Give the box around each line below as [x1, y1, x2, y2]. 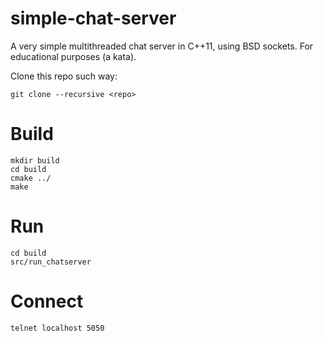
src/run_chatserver [10, 257, 92, 267]
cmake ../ [10, 173, 52, 183]
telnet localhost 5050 [10, 323, 105, 333]
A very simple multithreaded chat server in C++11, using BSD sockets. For [10, 40, 314, 52]
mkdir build [10, 155, 60, 166]
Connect [10, 290, 84, 312]
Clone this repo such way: [10, 70, 118, 82]
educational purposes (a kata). [10, 50, 137, 62]
